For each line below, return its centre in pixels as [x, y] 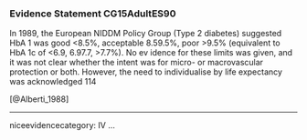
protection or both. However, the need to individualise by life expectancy [146, 72]
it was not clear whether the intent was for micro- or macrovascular [136, 63]
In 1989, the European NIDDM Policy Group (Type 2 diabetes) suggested [146, 34]
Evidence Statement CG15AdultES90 [93, 14]
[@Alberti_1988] [39, 99]
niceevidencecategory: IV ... [63, 125]
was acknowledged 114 [53, 82]
